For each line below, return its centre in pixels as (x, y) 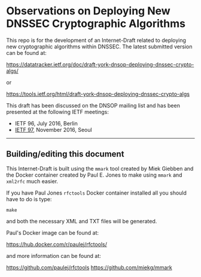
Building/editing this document (65, 154)
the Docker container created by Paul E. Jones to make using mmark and (94, 175)
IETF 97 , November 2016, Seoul (53, 130)
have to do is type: (29, 199)
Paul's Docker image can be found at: (53, 233)
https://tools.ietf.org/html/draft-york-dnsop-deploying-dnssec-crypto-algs (98, 94)
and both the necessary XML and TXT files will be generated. (82, 221)
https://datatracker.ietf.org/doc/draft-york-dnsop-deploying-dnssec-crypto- (100, 64)
